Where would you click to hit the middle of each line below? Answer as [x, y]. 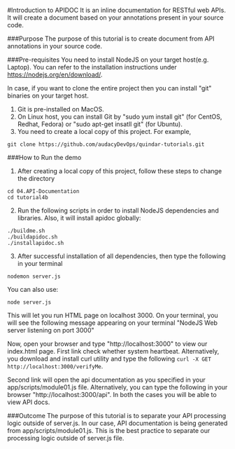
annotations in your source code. [55, 46]
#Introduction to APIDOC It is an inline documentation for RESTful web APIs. [116, 10]
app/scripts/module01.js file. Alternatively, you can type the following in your [117, 387]
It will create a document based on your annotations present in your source [115, 18]
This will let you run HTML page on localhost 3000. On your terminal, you [113, 315]
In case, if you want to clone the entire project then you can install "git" [109, 88]
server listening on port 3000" [51, 330]
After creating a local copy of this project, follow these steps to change [120, 171]
